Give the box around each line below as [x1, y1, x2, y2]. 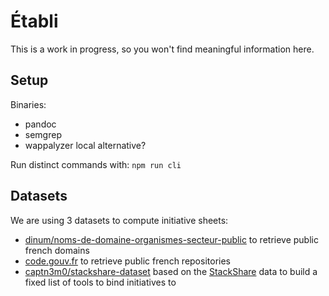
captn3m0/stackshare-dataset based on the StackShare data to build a [24, 265, 318, 277]
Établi [10, 10, 59, 33]
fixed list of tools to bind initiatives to [24, 276, 177, 288]
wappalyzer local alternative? [24, 139, 147, 151]
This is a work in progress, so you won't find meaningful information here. [10, 43, 315, 55]
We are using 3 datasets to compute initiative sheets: [10, 214, 229, 226]
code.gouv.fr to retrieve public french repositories [24, 255, 231, 267]
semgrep [24, 128, 62, 140]
